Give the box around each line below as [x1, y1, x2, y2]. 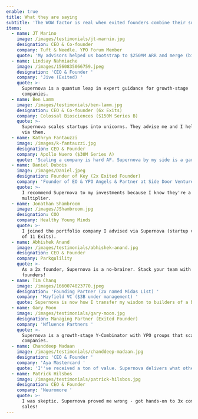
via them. [21, 129, 46, 136]
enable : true [6, 8, 38, 15]
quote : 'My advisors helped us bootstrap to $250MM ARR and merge [16, 53, 183, 58]
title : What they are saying [6, 14, 78, 20]
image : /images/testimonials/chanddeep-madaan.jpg [16, 349, 144, 355]
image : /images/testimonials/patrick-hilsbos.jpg [16, 376, 141, 382]
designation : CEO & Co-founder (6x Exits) [16, 107, 123, 113]
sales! [21, 404, 38, 410]
